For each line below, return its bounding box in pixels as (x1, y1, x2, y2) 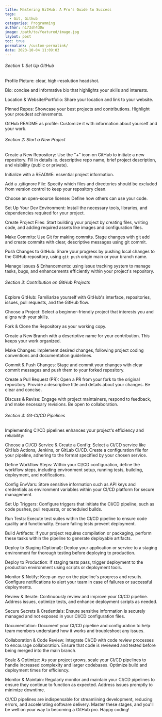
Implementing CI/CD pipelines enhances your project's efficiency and (5, 427, 144, 433)
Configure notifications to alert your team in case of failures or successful (5, 579, 153, 585)
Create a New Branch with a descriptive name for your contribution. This (5, 333, 150, 339)
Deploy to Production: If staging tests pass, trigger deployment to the (5, 559, 144, 565)
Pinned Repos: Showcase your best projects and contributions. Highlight (5, 106, 150, 112)
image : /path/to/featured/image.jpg (5, 30, 79, 34)
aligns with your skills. (5, 314, 49, 320)
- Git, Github (9, 16, 38, 21)
